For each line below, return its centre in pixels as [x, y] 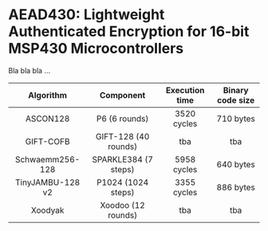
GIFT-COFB [47, 141]
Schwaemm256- [47, 159]
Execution [185, 90]
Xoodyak [47, 210]
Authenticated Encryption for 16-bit [129, 31]
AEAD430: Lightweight [87, 15]
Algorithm [47, 95]
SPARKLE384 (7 [122, 159]
